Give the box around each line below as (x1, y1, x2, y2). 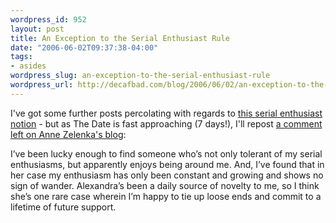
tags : (10, 52, 33, 62)
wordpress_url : (10, 80, 74, 90)
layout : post (10, 24, 65, 34)
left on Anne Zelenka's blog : (10, 128, 127, 140)
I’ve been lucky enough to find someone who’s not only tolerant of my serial (10, 147, 323, 160)
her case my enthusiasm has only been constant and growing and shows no (10, 169, 324, 181)
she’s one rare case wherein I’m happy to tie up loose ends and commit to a (10, 190, 322, 202)
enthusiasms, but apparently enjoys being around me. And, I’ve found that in (10, 158, 325, 170)
